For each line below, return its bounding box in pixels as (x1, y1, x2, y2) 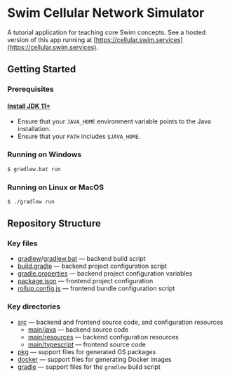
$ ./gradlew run (7, 198, 55, 205)
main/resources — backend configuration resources (27, 332, 179, 341)
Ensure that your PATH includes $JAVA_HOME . (17, 132, 141, 141)
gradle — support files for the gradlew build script (17, 363, 161, 371)
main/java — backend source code (27, 325, 129, 334)
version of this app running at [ (7, 35, 97, 43)
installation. (17, 125, 51, 133)
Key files (7, 238, 38, 248)
